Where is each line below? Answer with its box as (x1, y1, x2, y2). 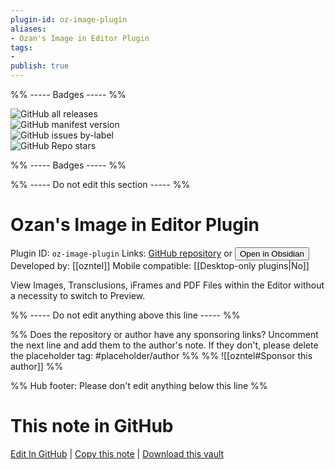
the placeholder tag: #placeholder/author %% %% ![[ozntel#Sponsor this (10, 349, 313, 361)
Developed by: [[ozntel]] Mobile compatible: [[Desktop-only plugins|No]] (10, 259, 310, 271)
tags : (10, 42, 33, 53)
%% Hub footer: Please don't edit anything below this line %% (10, 379, 268, 391)
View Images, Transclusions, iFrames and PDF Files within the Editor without (10, 279, 325, 291)
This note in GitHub (10, 415, 174, 438)
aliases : (10, 24, 47, 34)
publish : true (10, 61, 70, 71)
